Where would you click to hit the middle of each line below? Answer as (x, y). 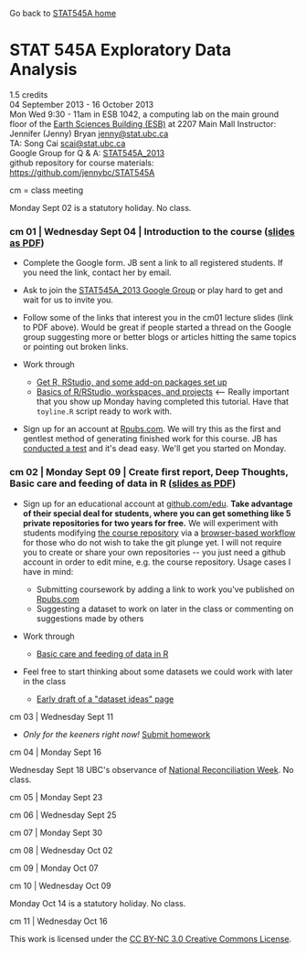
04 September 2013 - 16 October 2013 (81, 104)
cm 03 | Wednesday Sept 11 (62, 716)
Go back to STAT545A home (63, 13)
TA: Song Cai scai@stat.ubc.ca (68, 143)
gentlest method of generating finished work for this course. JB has (150, 439)
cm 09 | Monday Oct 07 (54, 868)
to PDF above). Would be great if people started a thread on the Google (157, 327)
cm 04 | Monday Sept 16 (56, 752)
